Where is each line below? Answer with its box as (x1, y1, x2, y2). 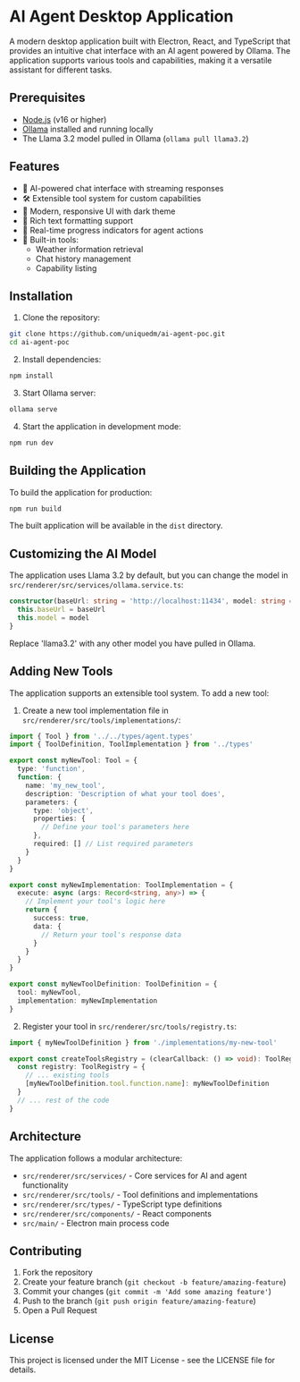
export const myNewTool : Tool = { (9, 756, 138, 766)
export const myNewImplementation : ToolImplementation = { (9, 880, 234, 889)
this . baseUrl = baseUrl (17, 606, 105, 615)
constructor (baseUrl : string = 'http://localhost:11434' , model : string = (9, 597, 294, 606)
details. (9, 1364, 37, 1375)
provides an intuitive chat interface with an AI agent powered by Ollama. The (9, 45, 291, 55)
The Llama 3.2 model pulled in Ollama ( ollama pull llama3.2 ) (21, 132, 249, 144)
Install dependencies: (21, 354, 102, 365)
